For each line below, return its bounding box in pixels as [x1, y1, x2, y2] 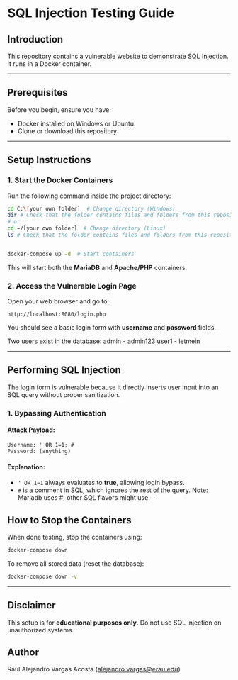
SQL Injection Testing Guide [7, 5, 175, 21]
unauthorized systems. [7, 625, 74, 634]
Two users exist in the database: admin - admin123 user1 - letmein [7, 337, 200, 345]
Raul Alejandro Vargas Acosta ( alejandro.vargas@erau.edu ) [7, 665, 181, 674]
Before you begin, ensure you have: [7, 105, 111, 114]
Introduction [7, 33, 64, 45]
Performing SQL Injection [7, 364, 122, 377]
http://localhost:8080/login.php [7, 311, 106, 318]
